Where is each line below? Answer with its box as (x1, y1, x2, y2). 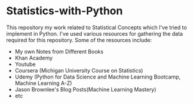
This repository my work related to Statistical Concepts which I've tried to (6, 24, 187, 31)
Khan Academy (14, 54, 53, 61)
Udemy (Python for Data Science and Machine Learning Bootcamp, (14, 73, 181, 80)
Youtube (14, 61, 36, 68)
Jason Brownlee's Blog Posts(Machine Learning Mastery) (14, 86, 157, 93)
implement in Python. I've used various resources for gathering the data (6, 30, 183, 37)
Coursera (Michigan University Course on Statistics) (14, 67, 143, 74)
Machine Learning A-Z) (14, 79, 72, 87)
